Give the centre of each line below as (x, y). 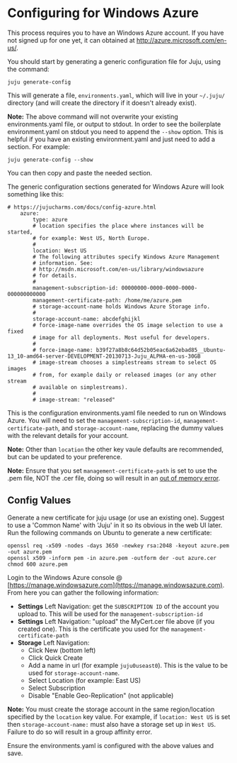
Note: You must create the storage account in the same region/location (111, 709)
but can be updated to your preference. (65, 456)
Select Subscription (57, 688)
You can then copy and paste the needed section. (80, 172)
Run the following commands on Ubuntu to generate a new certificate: (110, 532)
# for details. (55, 275)
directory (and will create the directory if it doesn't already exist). (102, 103)
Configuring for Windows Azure (103, 13)
